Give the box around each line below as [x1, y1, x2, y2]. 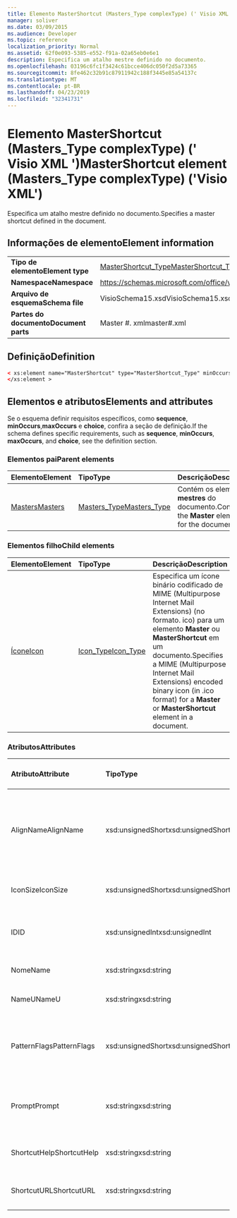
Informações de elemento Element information [7, 237, 214, 249]
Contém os [177, 485, 214, 494]
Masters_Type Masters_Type [78, 502, 171, 512]
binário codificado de [152, 580, 224, 590]
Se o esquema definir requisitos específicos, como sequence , [7, 414, 188, 423]
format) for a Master [152, 694, 221, 704]
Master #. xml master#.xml [99, 318, 187, 328]
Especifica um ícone [152, 571, 220, 580]
